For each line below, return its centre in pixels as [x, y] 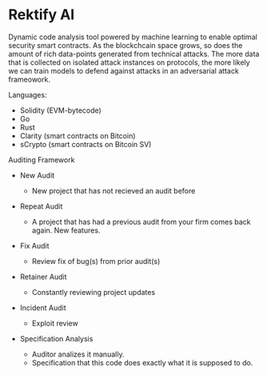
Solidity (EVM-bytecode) [60, 110]
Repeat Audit [41, 206]
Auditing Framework [42, 160]
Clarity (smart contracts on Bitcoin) [78, 136]
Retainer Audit [43, 277]
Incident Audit [43, 307]
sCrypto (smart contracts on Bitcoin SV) [86, 144]
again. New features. [66, 230]
